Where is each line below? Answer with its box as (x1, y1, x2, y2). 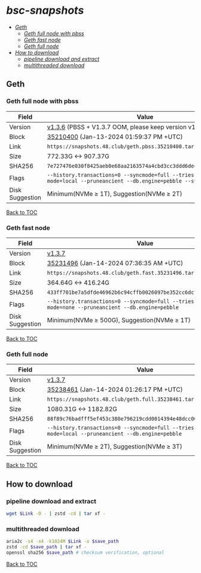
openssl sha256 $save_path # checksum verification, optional (6, 550, 165, 556)
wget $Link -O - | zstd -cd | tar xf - (6, 511, 106, 517)
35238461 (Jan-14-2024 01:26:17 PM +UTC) (47, 385, 183, 394)
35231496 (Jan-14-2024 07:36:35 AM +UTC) (47, 259, 184, 267)
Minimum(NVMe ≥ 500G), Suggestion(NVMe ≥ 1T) (47, 316, 191, 324)
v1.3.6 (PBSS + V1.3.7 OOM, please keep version (47, 122, 187, 131)
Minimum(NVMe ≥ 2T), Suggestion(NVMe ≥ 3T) (47, 442, 182, 451)
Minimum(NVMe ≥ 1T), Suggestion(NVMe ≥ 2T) (47, 190, 182, 198)
